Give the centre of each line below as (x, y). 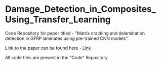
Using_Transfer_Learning (58, 19)
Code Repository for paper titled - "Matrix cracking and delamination (75, 33)
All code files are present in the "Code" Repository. (57, 57)
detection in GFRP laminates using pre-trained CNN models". (67, 38)
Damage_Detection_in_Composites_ (80, 9)
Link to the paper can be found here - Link (48, 48)
